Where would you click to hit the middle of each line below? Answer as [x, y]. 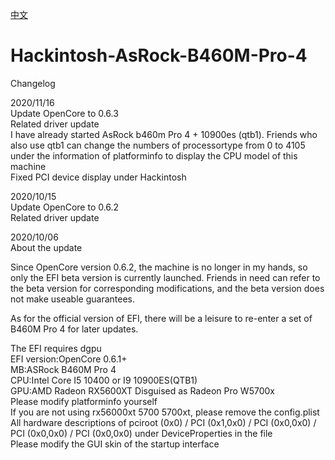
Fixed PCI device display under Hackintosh [98, 177]
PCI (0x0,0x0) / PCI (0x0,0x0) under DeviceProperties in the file [141, 433]
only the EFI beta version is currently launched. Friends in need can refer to [165, 277]
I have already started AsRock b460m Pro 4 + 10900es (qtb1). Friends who [164, 134]
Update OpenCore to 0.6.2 [65, 207]
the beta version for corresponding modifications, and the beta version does [167, 288]
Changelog [33, 83]
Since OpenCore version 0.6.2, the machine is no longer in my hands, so [159, 267]
